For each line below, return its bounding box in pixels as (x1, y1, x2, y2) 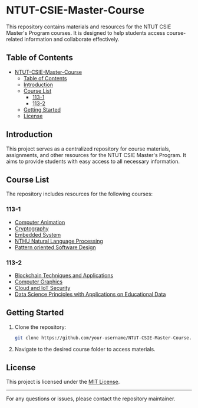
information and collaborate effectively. (24, 35, 120, 43)
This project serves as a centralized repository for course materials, (6, 145, 171, 152)
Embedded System (14, 231, 61, 238)
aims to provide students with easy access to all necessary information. (6, 158, 180, 165)
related (6, 35, 24, 43)
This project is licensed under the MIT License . (6, 378, 120, 386)
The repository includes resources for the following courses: (6, 190, 153, 198)
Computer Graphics (14, 278, 63, 285)
